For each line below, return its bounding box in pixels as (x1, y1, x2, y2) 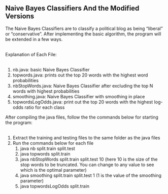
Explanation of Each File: (5, 51, 57, 57)
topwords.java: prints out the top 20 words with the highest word (12, 72, 148, 78)
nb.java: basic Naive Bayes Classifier (12, 66, 90, 72)
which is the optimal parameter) (20, 167, 87, 173)
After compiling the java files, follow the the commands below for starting (5, 114, 159, 120)
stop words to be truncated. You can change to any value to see (20, 162, 154, 168)
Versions (5, 12, 35, 21)
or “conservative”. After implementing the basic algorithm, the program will (5, 30, 161, 37)
